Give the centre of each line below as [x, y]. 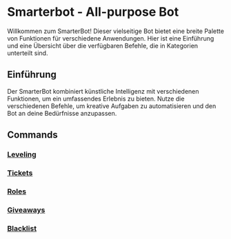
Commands [33, 135]
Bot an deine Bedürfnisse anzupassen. [62, 113]
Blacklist [22, 228]
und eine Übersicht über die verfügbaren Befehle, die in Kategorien [103, 45]
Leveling [22, 154]
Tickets [20, 173]
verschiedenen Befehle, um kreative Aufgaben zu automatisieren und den [112, 106]
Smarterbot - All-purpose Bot [93, 12]
